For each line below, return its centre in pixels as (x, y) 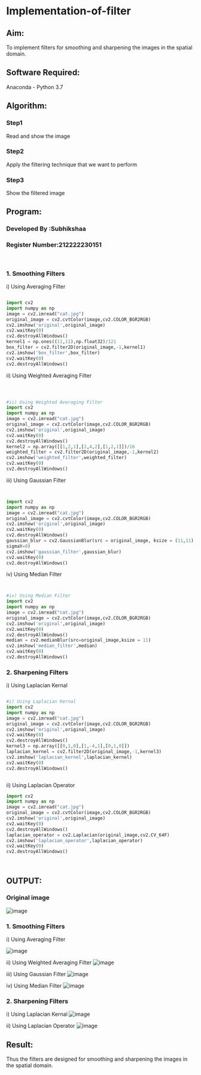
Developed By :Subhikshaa (46, 229)
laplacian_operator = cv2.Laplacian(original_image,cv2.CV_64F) (88, 835)
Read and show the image (38, 136)
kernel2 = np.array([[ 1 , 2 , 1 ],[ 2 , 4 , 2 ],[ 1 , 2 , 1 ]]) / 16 (71, 447)
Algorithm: (27, 106)
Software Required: (43, 73)
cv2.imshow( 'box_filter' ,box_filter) (53, 353)
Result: (20, 1045)
